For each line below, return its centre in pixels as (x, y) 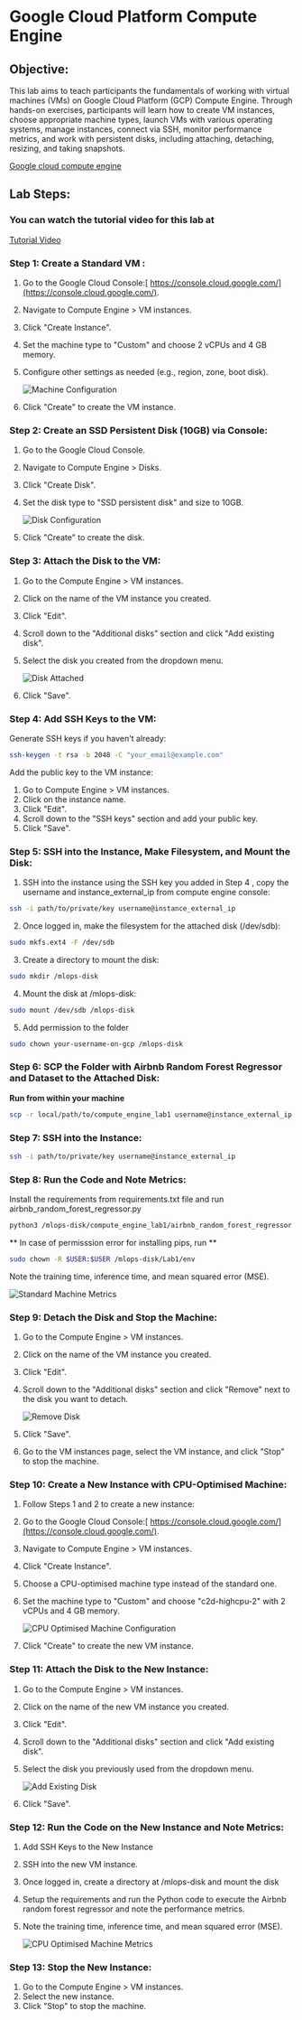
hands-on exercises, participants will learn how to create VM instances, (142, 110)
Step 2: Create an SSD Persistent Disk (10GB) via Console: (139, 430)
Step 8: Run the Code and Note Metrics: (98, 1179)
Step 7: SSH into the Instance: (76, 1137)
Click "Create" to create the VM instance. (99, 407)
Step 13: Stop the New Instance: (81, 1967)
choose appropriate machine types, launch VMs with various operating (141, 120)
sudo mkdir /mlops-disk (54, 976)
